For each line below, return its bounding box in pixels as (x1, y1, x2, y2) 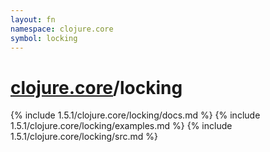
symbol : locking (10, 33, 78, 43)
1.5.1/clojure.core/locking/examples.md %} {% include (10, 120, 233, 132)
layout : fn (10, 14, 56, 25)
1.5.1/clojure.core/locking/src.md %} (10, 131, 159, 143)
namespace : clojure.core (10, 24, 114, 34)
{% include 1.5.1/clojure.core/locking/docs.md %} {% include (10, 109, 261, 121)
